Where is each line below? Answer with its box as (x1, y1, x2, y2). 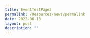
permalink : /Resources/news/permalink (5, 12, 85, 17)
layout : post (5, 21, 32, 26)
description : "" (5, 26, 39, 31)
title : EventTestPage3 (5, 7, 52, 12)
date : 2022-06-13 (5, 16, 41, 21)
